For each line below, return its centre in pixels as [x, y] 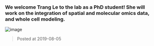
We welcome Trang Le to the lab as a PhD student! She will [75, 7]
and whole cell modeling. [35, 19]
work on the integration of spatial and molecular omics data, [77, 13]
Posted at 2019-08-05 [39, 39]
